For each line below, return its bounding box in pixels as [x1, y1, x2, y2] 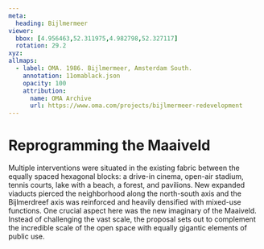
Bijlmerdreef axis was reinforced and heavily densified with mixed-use [8, 197, 241, 207]
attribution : [23, 86, 67, 95]
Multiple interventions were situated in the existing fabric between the [8, 163, 240, 173]
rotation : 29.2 [15, 42, 67, 50]
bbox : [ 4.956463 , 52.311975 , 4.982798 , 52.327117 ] [15, 34, 179, 43]
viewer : [8, 27, 35, 35]
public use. [8, 231, 46, 242]
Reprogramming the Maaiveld [8, 136, 211, 155]
